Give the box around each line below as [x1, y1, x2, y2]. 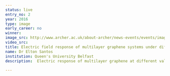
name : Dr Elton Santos [5, 49, 53, 54]
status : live [5, 7, 33, 12]
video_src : [5, 40, 28, 45]
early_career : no [5, 26, 42, 31]
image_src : [5, 35, 28, 40]
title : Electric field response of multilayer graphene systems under [5, 44, 157, 49]
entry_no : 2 [5, 12, 30, 17]
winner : [5, 30, 22, 35]
